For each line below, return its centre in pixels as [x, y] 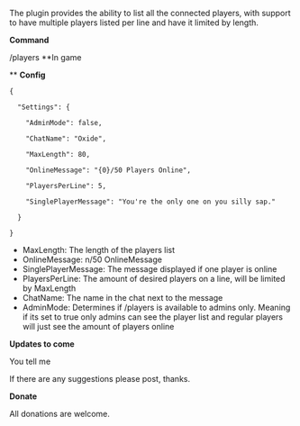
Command [29, 40]
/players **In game [45, 57]
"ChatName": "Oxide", [66, 139]
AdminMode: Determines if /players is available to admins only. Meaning [156, 307]
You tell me [30, 361]
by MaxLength [49, 288]
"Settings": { [44, 107]
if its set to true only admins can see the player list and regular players [153, 317]
